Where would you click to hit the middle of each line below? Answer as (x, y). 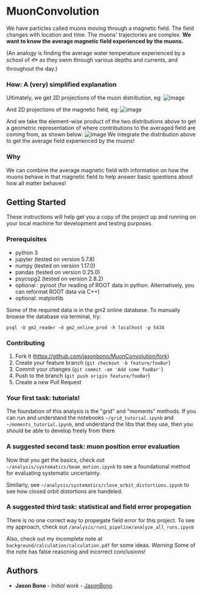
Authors (22, 571)
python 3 (26, 252)
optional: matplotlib (39, 298)
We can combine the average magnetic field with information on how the (97, 170)
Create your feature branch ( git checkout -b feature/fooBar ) (93, 362)
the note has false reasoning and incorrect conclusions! (76, 552)
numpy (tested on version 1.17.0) (55, 265)
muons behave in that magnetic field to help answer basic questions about (99, 177)
